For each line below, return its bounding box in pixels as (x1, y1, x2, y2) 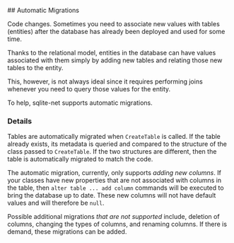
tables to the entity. (7, 64, 64, 72)
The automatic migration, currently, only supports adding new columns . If (7, 169, 221, 177)
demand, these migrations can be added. (7, 227, 127, 236)
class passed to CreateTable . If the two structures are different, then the (7, 147, 217, 156)
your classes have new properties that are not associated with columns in (7, 176, 221, 185)
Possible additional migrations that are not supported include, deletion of (7, 213, 221, 221)
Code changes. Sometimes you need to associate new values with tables (7, 20, 221, 28)
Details (7, 116, 33, 126)
